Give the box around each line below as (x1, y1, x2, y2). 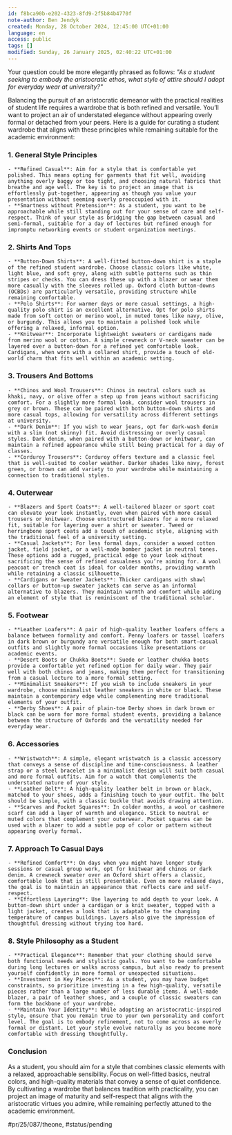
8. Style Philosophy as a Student (8, 936, 119, 946)
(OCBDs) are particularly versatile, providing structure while (8, 288, 197, 295)
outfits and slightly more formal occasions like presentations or (8, 644, 206, 651)
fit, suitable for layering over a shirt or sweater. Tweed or (8, 522, 194, 529)
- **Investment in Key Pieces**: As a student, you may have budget (8, 976, 209, 983)
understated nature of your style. (8, 779, 110, 786)
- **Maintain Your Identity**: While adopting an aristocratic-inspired (8, 1006, 222, 1014)
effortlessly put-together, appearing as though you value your (8, 190, 197, 197)
